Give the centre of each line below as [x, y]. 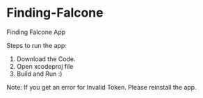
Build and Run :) [39, 74]
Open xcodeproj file [45, 66]
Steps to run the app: [37, 45]
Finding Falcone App [36, 32]
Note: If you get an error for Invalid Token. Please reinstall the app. [101, 87]
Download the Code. [46, 59]
